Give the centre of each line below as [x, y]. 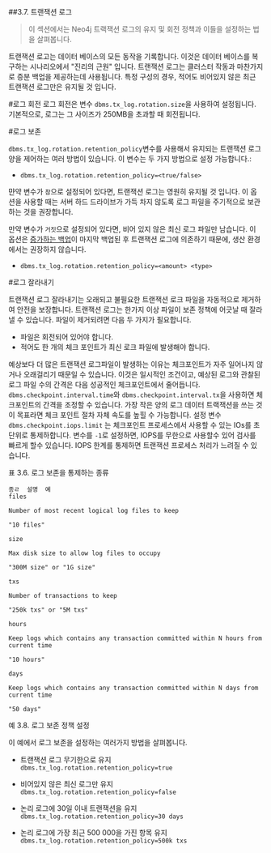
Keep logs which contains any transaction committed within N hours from [135, 638]
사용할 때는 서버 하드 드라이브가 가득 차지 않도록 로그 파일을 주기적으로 [134, 202]
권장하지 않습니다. [58, 249]
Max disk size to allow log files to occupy [85, 553]
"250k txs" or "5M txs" [49, 610]
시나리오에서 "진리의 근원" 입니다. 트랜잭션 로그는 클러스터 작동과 [132, 66]
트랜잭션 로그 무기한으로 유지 [66, 759]
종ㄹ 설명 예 [30, 489]
